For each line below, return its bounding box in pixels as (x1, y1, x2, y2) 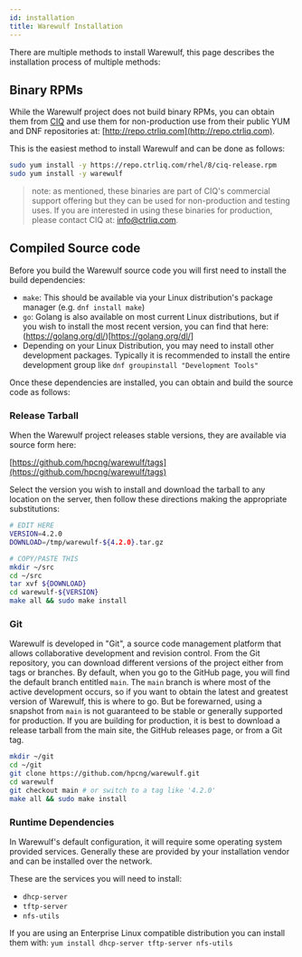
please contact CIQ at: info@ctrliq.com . (31, 215, 179, 226)
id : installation (9, 13, 75, 23)
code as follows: (9, 386, 71, 397)
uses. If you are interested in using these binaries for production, (31, 205, 273, 216)
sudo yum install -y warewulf (9, 169, 124, 179)
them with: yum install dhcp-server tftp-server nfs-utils (9, 937, 233, 948)
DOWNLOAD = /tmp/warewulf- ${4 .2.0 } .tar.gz (9, 537, 165, 546)
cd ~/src (9, 571, 42, 580)
